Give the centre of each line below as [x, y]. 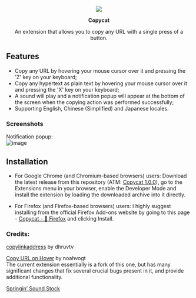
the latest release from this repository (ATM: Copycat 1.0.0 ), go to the [98, 182]
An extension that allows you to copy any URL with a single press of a [99, 32]
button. [99, 38]
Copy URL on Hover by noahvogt [46, 258]
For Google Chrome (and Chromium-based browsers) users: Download [101, 176]
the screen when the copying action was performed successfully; [94, 102]
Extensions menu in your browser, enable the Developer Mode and [95, 188]
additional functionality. [34, 277]
